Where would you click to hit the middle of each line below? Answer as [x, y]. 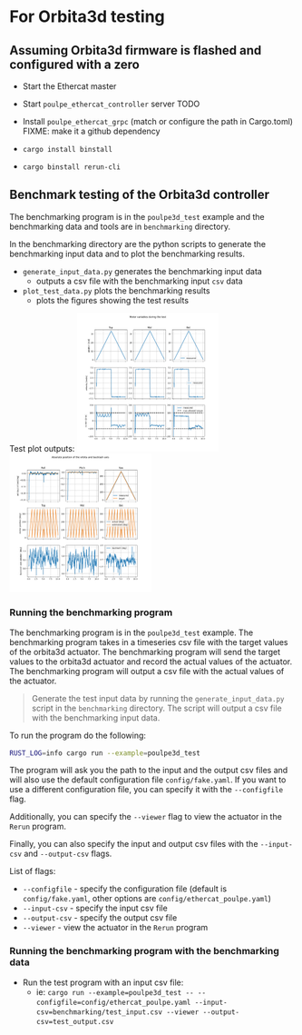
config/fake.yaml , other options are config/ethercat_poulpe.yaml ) [147, 899]
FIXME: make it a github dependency [91, 131]
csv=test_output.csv [75, 1021]
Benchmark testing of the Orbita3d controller [140, 195]
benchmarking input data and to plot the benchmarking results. [127, 254]
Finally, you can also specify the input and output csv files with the [134, 844]
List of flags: [33, 871]
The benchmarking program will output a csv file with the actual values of [147, 671]
